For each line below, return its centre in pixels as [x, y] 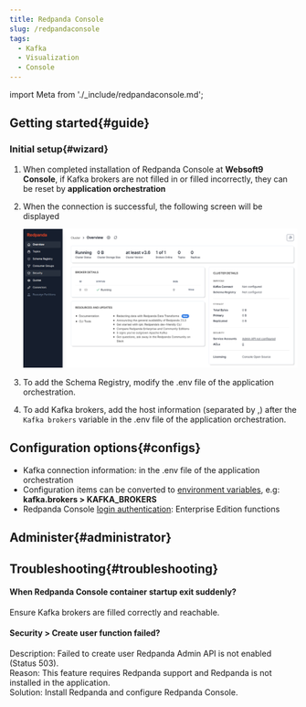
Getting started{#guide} [80, 123]
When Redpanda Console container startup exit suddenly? [123, 592]
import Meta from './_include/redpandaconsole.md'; [106, 95]
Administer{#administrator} [90, 538]
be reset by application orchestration [94, 188]
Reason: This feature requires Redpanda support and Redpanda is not [141, 673]
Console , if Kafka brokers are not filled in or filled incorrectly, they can [155, 179]
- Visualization [48, 58]
